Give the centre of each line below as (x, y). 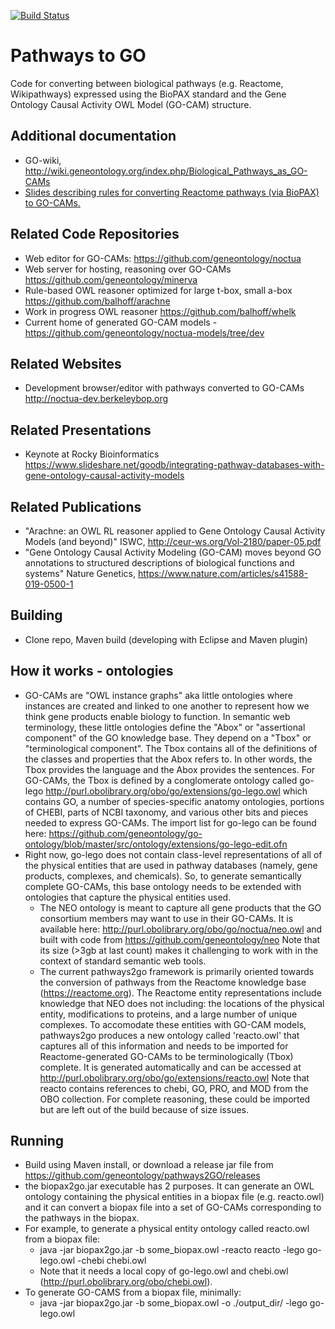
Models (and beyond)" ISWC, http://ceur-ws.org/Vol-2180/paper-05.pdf (173, 541)
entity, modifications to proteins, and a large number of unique (168, 1014)
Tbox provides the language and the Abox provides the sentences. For (170, 769)
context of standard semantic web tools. (123, 961)
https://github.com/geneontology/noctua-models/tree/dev (144, 332)
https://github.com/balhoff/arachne (97, 301)
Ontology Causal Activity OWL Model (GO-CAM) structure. (131, 104)
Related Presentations (81, 430)
